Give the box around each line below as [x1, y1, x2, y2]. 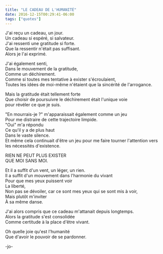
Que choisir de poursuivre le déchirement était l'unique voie [5, 97, 128, 102]
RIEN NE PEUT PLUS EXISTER [5, 152, 67, 158]
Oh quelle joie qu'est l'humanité [5, 229, 70, 235]
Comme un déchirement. [5, 71, 56, 77]
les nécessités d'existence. [5, 143, 61, 149]
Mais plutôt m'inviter [5, 194, 47, 200]
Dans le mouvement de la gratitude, [5, 66, 79, 72]
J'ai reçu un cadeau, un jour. [5, 30, 64, 36]
